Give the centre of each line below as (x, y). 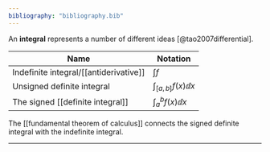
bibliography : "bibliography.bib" (66, 16)
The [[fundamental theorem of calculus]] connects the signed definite (124, 123)
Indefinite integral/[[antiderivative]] (79, 72)
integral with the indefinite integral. (66, 132)
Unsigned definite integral (61, 86)
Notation (174, 59)
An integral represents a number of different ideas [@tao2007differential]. (131, 39)
